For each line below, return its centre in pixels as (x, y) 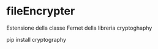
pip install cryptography (36, 39)
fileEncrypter (41, 11)
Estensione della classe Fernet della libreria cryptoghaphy (79, 28)
